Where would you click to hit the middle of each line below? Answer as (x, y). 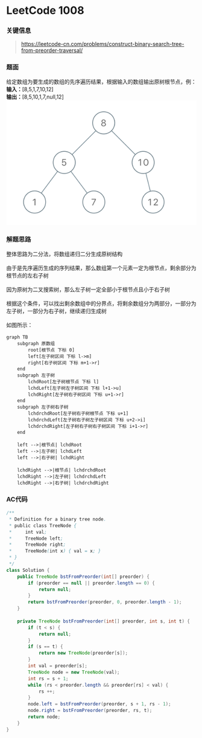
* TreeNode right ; (37, 545)
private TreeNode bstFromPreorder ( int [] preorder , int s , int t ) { (104, 621)
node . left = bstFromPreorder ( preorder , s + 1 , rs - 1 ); (99, 704)
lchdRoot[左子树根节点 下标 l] (64, 381)
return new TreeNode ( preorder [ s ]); (83, 653)
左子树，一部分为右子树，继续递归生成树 (56, 311)
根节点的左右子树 (27, 275)
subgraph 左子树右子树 (43, 407)
